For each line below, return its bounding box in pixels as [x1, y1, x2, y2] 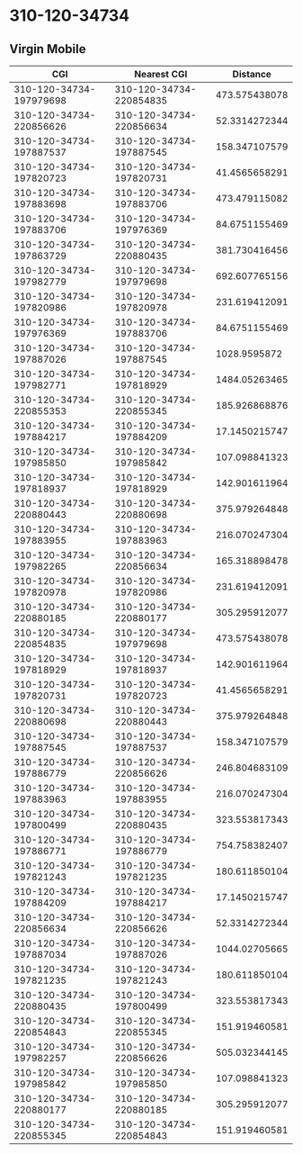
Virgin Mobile [9, 41, 86, 57]
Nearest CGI [134, 68, 188, 80]
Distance [232, 68, 272, 80]
